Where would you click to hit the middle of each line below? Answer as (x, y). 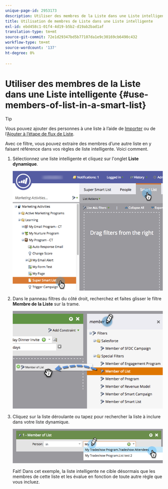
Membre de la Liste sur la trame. (46, 304)
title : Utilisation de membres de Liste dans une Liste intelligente (79, 21)
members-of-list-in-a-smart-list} (76, 105)
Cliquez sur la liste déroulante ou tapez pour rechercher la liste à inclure (86, 417)
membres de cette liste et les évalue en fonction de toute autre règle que (87, 476)
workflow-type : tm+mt (28, 43)
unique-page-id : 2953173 (31, 11)
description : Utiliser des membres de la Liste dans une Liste (72, 16)
